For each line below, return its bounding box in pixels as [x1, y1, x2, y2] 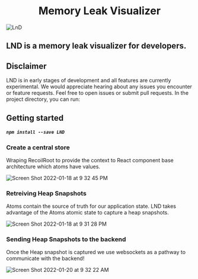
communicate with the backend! [6, 255, 85, 262]
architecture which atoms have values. [6, 163, 101, 170]
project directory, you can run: [6, 96, 81, 103]
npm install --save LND [6, 129, 65, 136]
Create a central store [6, 143, 70, 152]
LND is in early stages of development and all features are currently [6, 77, 171, 84]
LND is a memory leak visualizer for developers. [6, 41, 187, 51]
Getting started [6, 113, 64, 123]
